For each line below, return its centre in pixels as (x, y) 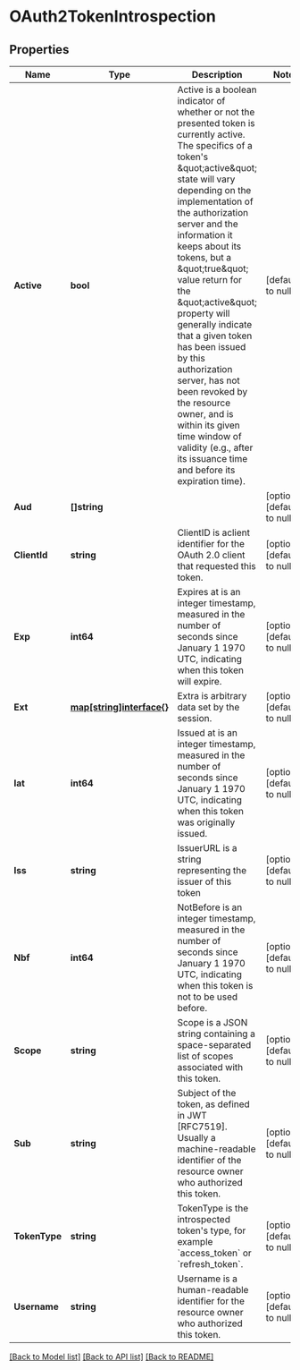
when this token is (215, 986)
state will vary (206, 179)
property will (204, 313)
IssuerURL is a (208, 848)
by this (191, 358)
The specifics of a (215, 145)
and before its (206, 470)
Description (217, 75)
